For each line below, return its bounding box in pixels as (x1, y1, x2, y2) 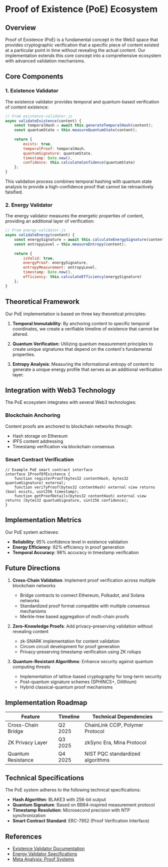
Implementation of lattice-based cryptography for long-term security (19, 673, 162, 679)
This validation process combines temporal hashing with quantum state (5, 178, 152, 184)
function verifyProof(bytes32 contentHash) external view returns (14, 485, 155, 490)
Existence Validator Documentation (12, 846, 85, 852)
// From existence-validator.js (5, 113, 72, 118)
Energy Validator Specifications (12, 851, 77, 857)
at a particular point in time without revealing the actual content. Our (5, 47, 146, 53)
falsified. (5, 189, 23, 195)
